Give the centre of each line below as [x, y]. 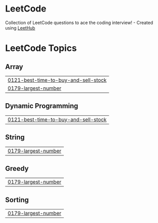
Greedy [17, 168]
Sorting [17, 200]
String [15, 138]
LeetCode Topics [41, 48]
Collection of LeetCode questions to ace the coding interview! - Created [79, 23]
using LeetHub [20, 28]
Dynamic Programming [42, 106]
